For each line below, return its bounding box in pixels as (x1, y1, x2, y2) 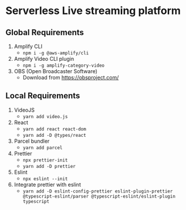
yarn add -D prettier (22, 163, 76, 169)
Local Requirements (5, 91, 80, 101)
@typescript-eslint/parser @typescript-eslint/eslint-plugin (22, 193, 175, 199)
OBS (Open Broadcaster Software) (13, 68, 98, 74)
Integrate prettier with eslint (13, 181, 82, 188)
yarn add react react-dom (22, 126, 86, 132)
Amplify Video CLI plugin (13, 56, 75, 62)
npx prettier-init (22, 157, 68, 163)
